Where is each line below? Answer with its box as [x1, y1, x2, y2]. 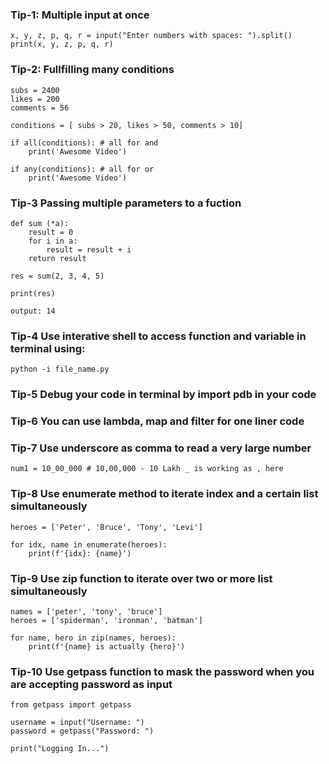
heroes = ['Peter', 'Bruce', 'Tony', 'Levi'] [10, 522, 203, 532]
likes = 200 [10, 94, 60, 104]
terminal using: [10, 341, 86, 355]
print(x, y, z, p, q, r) [10, 39, 114, 50]
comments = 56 [10, 103, 70, 113]
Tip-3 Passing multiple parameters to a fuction [10, 196, 242, 210]
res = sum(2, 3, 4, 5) [10, 271, 105, 281]
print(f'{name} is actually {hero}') [28, 641, 186, 652]
